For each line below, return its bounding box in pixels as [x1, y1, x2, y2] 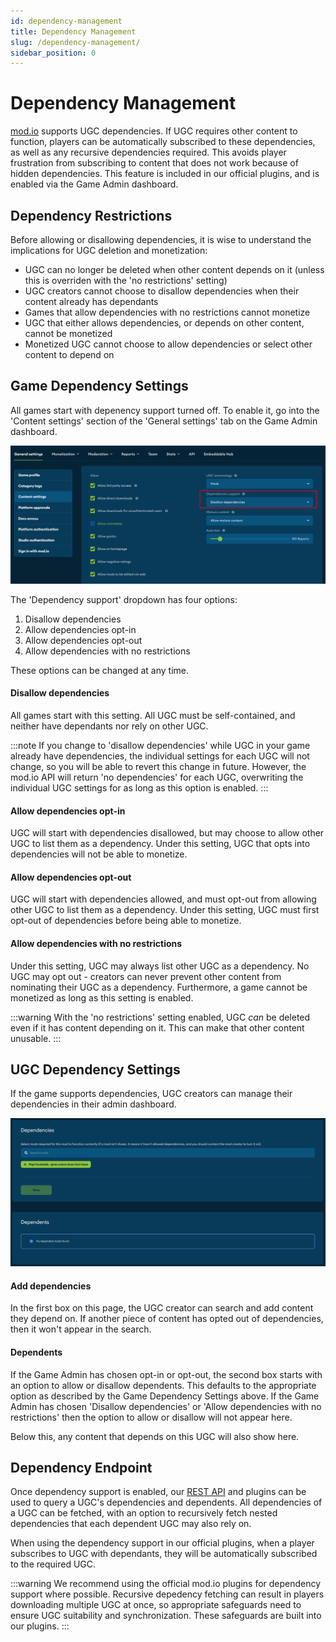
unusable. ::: [10, 1032, 62, 1044]
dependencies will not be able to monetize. [10, 848, 188, 860]
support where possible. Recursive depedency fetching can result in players [10, 1588, 325, 1600]
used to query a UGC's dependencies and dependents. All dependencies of [10, 1496, 323, 1509]
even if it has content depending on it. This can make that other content [10, 1021, 305, 1034]
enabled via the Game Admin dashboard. [10, 178, 179, 190]
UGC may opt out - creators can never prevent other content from [10, 970, 282, 982]
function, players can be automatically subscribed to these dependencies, [10, 136, 316, 148]
